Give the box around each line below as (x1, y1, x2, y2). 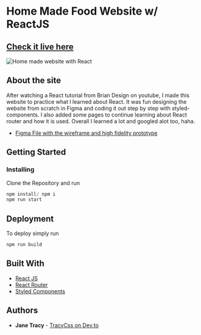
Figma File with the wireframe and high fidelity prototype (15, 129, 158, 137)
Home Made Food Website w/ (6, 4, 158, 18)
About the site (6, 75, 62, 86)
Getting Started (6, 147, 66, 157)
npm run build (6, 242, 43, 248)
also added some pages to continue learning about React (43, 111, 187, 118)
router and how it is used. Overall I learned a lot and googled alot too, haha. (6, 117, 196, 124)
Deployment (6, 214, 54, 224)
